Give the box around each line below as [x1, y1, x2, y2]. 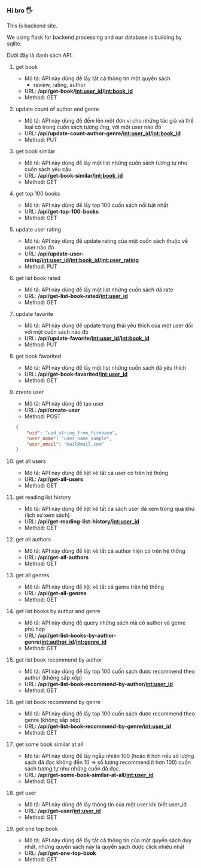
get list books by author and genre [15, 607, 100, 614]
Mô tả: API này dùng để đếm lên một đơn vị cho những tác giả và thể [24, 117, 194, 124]
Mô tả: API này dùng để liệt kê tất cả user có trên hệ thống [24, 469, 169, 476]
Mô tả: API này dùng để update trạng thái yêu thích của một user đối [24, 322, 193, 329]
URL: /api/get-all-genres [24, 589, 87, 596]
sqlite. [7, 40, 22, 47]
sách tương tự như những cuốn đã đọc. [24, 765, 121, 772]
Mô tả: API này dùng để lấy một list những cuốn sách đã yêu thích [24, 364, 187, 371]
